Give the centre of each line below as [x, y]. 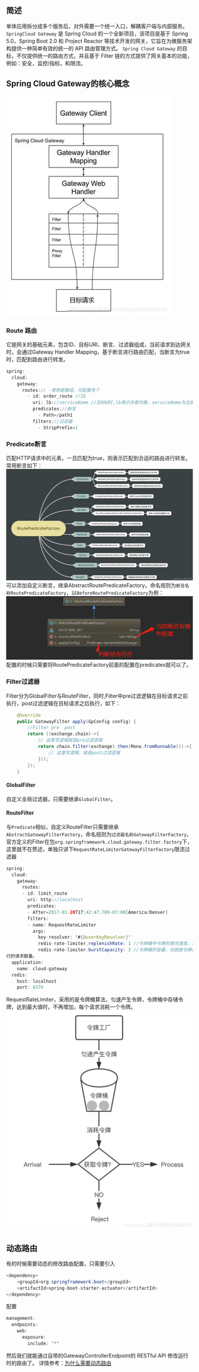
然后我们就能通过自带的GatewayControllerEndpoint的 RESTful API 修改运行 [97, 1355]
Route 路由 [22, 330]
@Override [29, 715]
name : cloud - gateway [42, 969]
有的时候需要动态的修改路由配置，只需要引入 [61, 1263]
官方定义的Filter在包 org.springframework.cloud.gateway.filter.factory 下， [99, 841]
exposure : [34, 1338]
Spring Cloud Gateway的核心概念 [68, 84]
